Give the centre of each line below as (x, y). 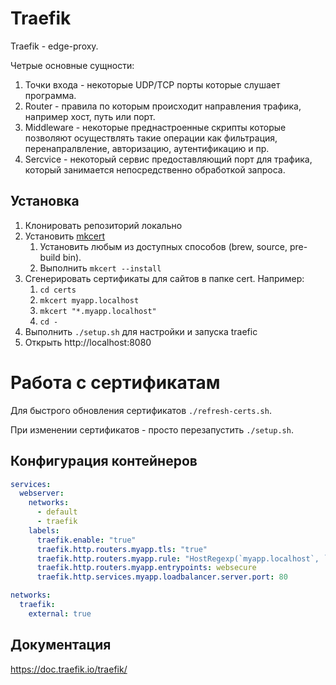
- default (57, 512)
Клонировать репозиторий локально (103, 225)
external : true (60, 613)
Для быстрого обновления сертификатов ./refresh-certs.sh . (141, 410)
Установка (45, 201)
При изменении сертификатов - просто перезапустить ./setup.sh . (152, 429)
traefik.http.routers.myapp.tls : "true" (122, 549)
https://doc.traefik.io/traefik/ (69, 669)
